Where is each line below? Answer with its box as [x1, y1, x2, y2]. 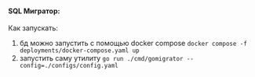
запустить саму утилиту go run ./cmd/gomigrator [19, 54, 184, 63]
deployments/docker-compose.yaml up [19, 47, 140, 54]
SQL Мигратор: [8, 6, 60, 16]
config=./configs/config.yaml [19, 62, 119, 70]
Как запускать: [8, 23, 59, 33]
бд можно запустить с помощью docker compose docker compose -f [19, 39, 247, 48]
